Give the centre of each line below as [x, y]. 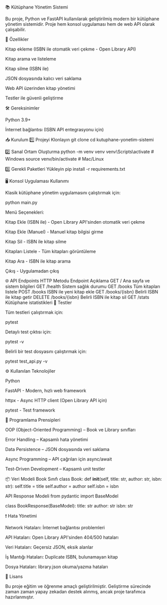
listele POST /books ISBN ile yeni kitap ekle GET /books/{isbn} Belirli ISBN [82, 292]
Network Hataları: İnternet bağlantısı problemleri [55, 527]
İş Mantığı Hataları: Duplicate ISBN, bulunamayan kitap [62, 557]
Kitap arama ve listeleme [31, 59]
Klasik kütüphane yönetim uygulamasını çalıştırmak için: [63, 193]
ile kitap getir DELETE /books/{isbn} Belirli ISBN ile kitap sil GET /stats [77, 297]
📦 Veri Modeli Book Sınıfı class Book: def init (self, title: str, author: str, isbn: [84, 479]
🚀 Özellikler [17, 39]
